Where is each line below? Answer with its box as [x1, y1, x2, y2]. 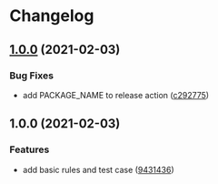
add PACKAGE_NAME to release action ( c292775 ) [22, 89, 210, 100]
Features [9, 143, 50, 156]
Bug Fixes [9, 69, 54, 82]
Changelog [9, 5, 94, 26]
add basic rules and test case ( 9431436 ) [22, 164, 174, 175]
